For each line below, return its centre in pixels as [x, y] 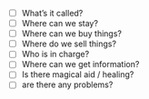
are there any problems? [67, 84]
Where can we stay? [60, 24]
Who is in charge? [55, 54]
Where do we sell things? [69, 44]
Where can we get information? [80, 64]
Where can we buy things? [71, 34]
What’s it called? [52, 13]
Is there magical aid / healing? [78, 74]
